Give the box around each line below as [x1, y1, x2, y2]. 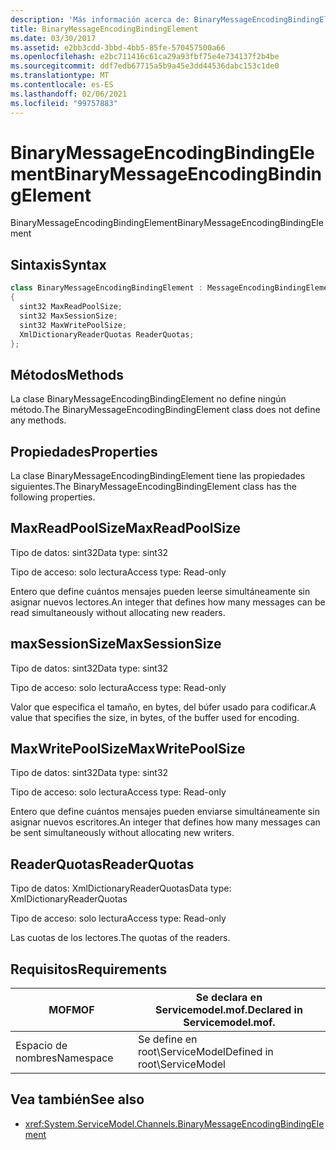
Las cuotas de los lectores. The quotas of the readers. [10, 932, 231, 944]
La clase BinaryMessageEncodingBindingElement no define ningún [10, 393, 287, 405]
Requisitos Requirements [10, 961, 168, 978]
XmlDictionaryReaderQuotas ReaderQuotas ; [19, 329, 195, 340]
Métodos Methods [10, 366, 125, 383]
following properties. [10, 491, 96, 503]
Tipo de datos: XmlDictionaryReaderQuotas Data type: [10, 882, 232, 895]
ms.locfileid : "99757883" [10, 98, 118, 108]
